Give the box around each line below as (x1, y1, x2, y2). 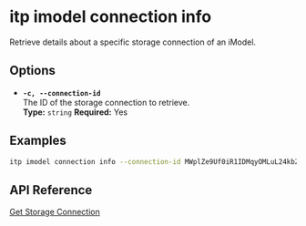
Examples (9, 133, 66, 149)
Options (9, 63, 56, 78)
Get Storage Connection (9, 207, 100, 218)
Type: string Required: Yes (22, 107, 128, 118)
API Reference (9, 182, 93, 198)
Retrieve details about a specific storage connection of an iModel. (9, 36, 257, 47)
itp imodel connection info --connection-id (9, 157, 181, 166)
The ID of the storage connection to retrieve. (22, 97, 190, 108)
